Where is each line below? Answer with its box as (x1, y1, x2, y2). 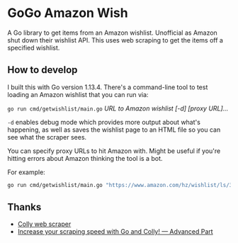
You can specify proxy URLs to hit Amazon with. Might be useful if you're (7, 147, 221, 155)
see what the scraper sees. (7, 132, 87, 141)
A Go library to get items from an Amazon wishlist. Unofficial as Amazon (7, 28, 217, 37)
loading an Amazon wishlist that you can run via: (7, 90, 149, 98)
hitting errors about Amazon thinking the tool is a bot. (7, 154, 163, 162)
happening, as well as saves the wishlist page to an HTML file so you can (7, 125, 221, 134)
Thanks (7, 201, 42, 213)
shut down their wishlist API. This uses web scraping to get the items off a (7, 35, 223, 44)
